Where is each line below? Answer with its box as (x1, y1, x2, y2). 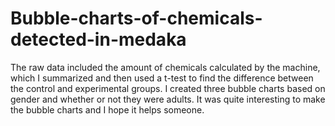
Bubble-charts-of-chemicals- (10, 7, 263, 30)
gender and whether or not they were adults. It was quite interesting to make (10, 93, 326, 105)
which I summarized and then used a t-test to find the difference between (10, 72, 314, 84)
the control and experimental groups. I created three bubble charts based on (10, 82, 326, 94)
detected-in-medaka (10, 28, 187, 51)
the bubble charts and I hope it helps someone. (10, 103, 205, 116)
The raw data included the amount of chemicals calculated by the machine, (10, 61, 321, 73)
